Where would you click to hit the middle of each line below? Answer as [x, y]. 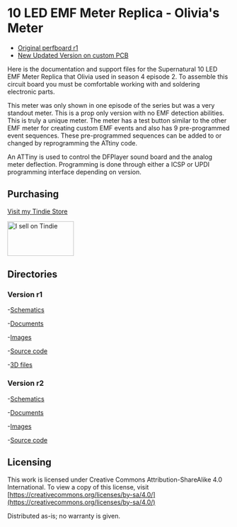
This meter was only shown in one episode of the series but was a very [111, 105]
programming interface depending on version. [74, 172]
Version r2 [26, 383]
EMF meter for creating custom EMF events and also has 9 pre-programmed [118, 128]
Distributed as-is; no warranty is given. [64, 516]
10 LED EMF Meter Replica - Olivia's [114, 13]
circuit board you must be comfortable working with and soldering [104, 84]
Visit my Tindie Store [37, 211]
